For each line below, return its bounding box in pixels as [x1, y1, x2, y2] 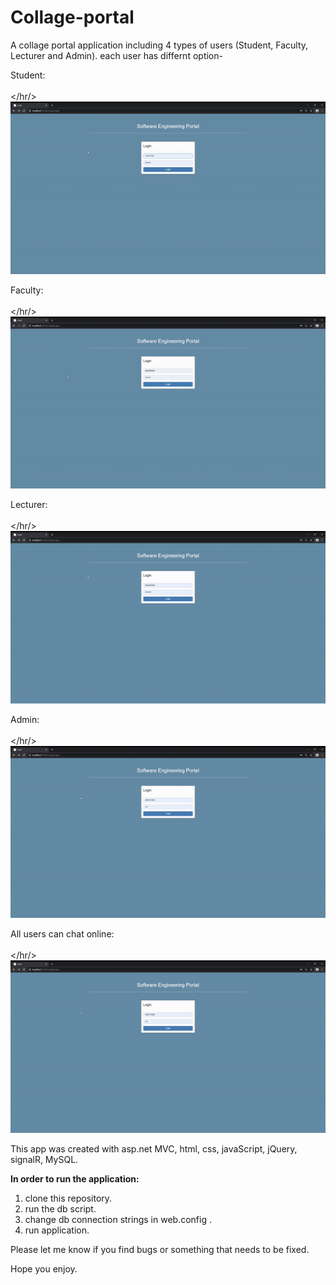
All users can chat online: [10, 928, 115, 940]
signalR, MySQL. [10, 1154, 79, 1166]
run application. [24, 1224, 90, 1236]
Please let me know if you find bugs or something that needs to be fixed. [10, 1244, 310, 1256]
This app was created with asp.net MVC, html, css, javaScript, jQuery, [10, 1143, 298, 1155]
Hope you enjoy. [10, 1263, 78, 1275]
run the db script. [24, 1203, 97, 1215]
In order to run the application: [10, 1173, 140, 1185]
